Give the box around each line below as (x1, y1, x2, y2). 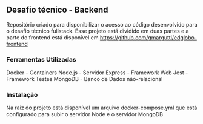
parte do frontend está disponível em (6, 33, 99, 41)
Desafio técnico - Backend (6, 5, 108, 15)
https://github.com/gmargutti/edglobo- (99, 33, 197, 41)
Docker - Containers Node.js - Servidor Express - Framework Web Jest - (6, 69, 188, 76)
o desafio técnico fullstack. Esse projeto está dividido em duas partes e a (6, 27, 189, 34)
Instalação (6, 91, 38, 99)
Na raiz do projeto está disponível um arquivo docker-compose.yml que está (6, 104, 198, 111)
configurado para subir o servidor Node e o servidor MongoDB (6, 111, 164, 118)
